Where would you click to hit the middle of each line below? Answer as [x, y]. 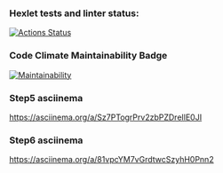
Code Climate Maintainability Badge [88, 56]
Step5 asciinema [46, 98]
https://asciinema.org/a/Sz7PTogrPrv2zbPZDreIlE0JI [106, 117]
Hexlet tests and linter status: [74, 13]
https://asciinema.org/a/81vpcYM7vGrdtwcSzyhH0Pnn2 [112, 160]
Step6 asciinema [46, 140]
